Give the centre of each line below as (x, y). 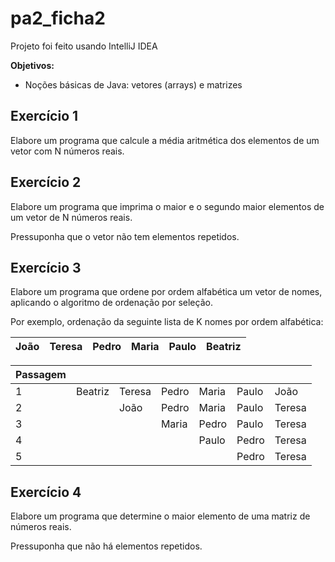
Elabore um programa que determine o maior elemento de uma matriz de (160, 516)
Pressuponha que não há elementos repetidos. (106, 546)
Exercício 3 (46, 267)
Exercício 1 (44, 116)
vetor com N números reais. (67, 151)
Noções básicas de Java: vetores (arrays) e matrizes (133, 84)
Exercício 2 (46, 182)
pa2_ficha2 (58, 18)
